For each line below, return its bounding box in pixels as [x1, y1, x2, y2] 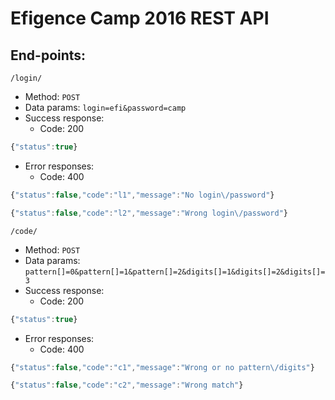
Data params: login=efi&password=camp [24, 102, 187, 113]
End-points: [10, 47, 87, 64]
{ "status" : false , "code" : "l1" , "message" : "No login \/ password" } [10, 190, 275, 200]
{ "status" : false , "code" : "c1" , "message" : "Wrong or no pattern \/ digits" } [10, 362, 315, 372]
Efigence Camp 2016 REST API [10, 7, 270, 30]
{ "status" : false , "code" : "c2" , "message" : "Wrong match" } [10, 380, 244, 391]
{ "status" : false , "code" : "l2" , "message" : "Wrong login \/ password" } [10, 208, 288, 218]
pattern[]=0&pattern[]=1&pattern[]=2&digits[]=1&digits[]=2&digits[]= [24, 267, 326, 277]
